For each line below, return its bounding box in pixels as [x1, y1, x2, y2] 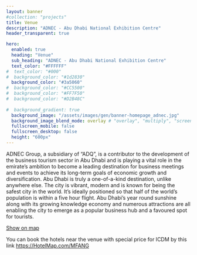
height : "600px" [11, 134, 51, 140]
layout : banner [6, 8, 43, 15]
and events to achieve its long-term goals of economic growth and [6, 169, 167, 176]
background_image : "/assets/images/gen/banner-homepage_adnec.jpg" [11, 112, 180, 118]
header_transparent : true [6, 31, 69, 37]
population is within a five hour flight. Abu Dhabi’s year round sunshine [6, 194, 177, 201]
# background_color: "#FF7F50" [6, 91, 85, 97]
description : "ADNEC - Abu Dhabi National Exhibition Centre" [6, 25, 161, 31]
